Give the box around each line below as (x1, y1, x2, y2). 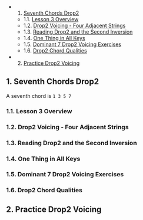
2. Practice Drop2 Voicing (6, 204, 102, 214)
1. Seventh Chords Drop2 (6, 77, 99, 87)
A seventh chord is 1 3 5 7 (6, 92, 72, 99)
